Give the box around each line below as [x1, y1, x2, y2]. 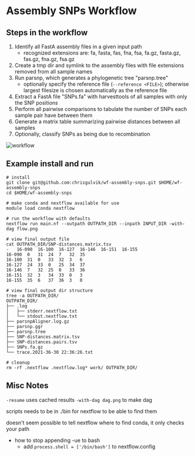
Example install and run [6, 159, 94, 169]
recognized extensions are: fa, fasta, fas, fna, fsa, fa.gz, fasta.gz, [23, 49, 181, 56]
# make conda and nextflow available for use [6, 200, 119, 206]
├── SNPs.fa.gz [6, 344, 43, 350]
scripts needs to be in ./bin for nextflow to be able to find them [6, 407, 157, 415]
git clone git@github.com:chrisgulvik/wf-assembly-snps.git [6, 179, 157, 186]
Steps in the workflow [6, 28, 88, 38]
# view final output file [6, 236, 69, 242]
